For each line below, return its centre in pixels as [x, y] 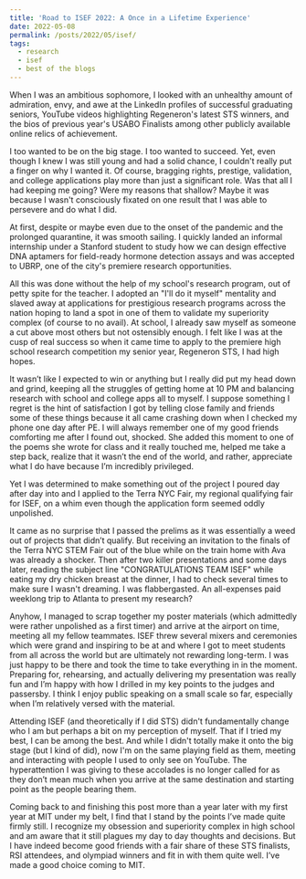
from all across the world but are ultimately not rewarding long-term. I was [149, 654]
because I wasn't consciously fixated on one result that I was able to [138, 199]
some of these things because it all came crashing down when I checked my [153, 417]
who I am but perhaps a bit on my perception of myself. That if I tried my [145, 730]
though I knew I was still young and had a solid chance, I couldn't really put [151, 161]
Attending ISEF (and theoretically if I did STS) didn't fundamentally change [149, 721]
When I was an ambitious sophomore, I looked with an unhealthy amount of [151, 94]
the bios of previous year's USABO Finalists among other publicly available [150, 123]
